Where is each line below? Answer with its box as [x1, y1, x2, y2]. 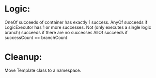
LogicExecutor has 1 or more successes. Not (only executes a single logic [4, 24, 151, 30]
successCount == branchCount [4, 35, 67, 40]
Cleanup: [4, 52, 42, 63]
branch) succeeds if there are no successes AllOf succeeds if [4, 29, 128, 35]
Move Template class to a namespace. [4, 67, 81, 73]
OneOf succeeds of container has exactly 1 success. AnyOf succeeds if [4, 19, 148, 25]
